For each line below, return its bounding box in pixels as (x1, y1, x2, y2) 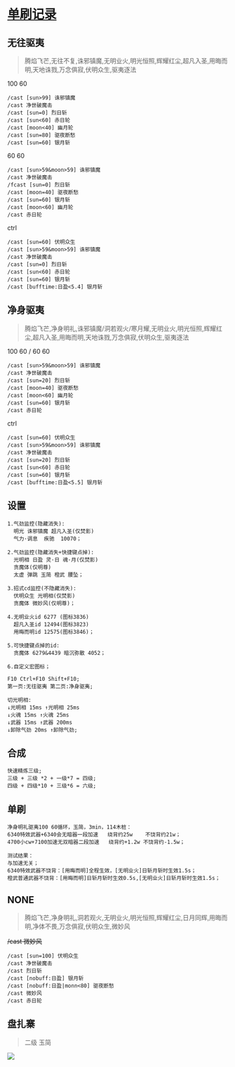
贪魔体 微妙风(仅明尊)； (13, 599, 76, 607)
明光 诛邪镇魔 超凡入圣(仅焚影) (13, 528, 95, 535)
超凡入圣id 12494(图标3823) (13, 620, 89, 628)
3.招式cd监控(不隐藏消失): (7, 584, 77, 592)
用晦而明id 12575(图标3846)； (13, 628, 95, 635)
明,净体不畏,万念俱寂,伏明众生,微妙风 (24, 922, 130, 931)
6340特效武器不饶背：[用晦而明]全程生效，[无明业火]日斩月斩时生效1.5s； (7, 867, 196, 874)
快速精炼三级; (7, 767, 42, 774)
